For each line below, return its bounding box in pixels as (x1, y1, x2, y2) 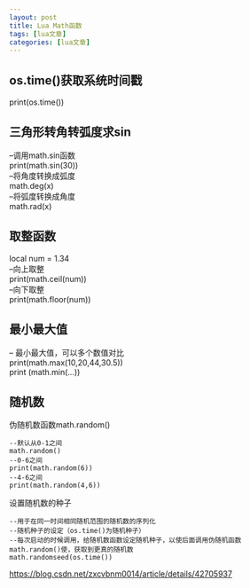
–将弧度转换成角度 (9, 191, 75, 201)
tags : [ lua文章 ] (9, 29, 66, 38)
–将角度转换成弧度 (9, 170, 75, 181)
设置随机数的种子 (9, 498, 72, 508)
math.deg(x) (9, 180, 55, 191)
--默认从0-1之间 (9, 439, 63, 448)
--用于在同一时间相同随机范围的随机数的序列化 (9, 517, 157, 526)
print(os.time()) (9, 97, 65, 107)
